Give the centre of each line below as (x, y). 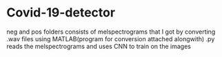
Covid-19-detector (61, 13)
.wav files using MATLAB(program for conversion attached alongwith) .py (111, 38)
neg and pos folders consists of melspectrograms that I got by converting (111, 32)
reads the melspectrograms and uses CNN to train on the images (99, 46)
